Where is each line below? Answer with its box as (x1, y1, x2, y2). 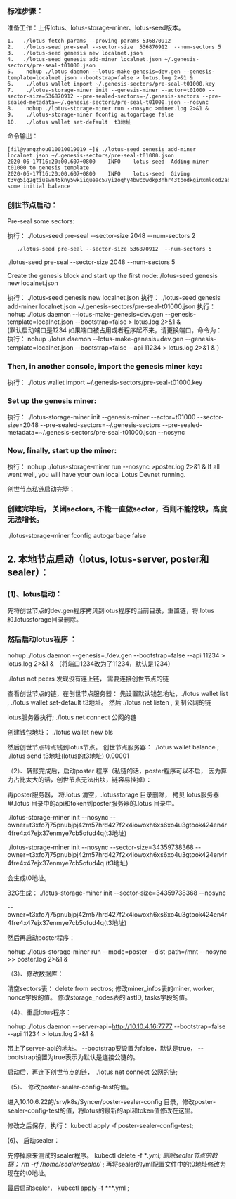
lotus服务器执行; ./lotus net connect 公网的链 (7, 713, 137, 721)
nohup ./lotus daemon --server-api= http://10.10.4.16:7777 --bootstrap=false (7, 1022, 226, 1030)
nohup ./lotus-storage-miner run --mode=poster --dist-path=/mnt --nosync (7, 947, 227, 956)
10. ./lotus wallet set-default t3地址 (7, 119, 131, 126)
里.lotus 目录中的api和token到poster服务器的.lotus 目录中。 (7, 799, 178, 807)
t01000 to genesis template (7, 164, 90, 171)
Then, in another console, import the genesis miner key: (7, 361, 202, 371)
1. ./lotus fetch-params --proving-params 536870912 (7, 37, 171, 45)
